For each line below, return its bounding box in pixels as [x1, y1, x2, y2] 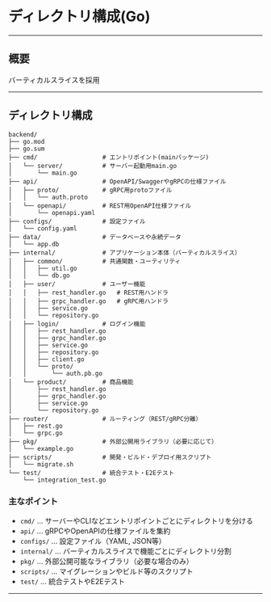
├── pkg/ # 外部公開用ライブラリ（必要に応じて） [8, 437, 218, 445]
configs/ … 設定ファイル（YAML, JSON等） [19, 536, 166, 545]
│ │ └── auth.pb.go [8, 369, 103, 377]
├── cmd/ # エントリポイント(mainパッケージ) [8, 153, 210, 162]
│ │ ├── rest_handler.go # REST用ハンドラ [8, 288, 169, 297]
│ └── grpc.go [8, 429, 63, 437]
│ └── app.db [8, 240, 60, 248]
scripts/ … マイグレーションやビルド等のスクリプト [19, 566, 194, 576]
